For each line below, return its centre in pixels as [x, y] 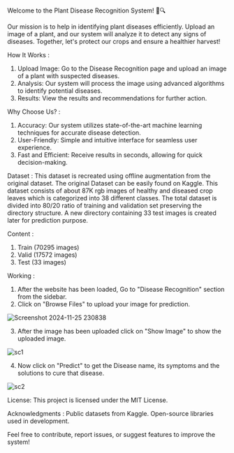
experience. [35, 147]
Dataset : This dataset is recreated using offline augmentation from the [109, 176]
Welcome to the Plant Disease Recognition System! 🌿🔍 [87, 10]
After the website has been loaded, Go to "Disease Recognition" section [121, 289]
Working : [21, 276]
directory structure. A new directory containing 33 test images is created [112, 213]
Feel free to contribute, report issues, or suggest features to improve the [111, 435]
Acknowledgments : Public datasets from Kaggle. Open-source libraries [111, 414]
